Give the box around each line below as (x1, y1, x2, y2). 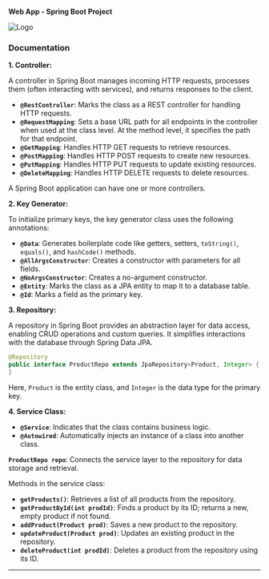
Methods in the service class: (8, 478, 106, 488)
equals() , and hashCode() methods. (19, 247, 136, 257)
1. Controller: (8, 60, 52, 70)
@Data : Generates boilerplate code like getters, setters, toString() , (19, 239, 239, 248)
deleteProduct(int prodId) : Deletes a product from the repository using (19, 545, 259, 555)
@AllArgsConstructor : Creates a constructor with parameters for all (19, 255, 241, 265)
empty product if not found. (19, 511, 111, 521)
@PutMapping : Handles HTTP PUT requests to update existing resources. (19, 159, 257, 169)
